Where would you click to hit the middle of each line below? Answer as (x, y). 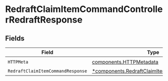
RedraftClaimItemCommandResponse (47, 71)
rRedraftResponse (44, 20)
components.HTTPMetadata (125, 62)
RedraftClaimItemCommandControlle (84, 9)
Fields (15, 38)
